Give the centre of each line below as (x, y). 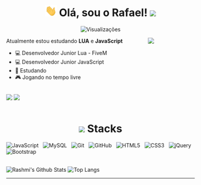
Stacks (105, 129)
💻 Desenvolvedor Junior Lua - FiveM (61, 53)
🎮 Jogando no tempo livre (48, 77)
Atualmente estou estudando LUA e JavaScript (65, 41)
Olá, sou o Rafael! (103, 13)
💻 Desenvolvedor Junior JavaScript (60, 62)
